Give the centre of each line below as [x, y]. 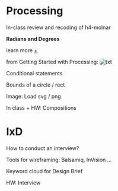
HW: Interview [23, 183]
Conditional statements [34, 73]
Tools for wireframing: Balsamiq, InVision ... [59, 160]
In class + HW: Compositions [42, 107]
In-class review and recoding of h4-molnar [58, 27]
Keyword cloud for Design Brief [44, 171]
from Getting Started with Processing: [52, 62]
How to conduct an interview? [43, 148]
